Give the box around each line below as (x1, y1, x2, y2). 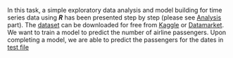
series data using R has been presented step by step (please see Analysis (7, 13, 222, 22)
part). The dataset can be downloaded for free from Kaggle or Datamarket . (7, 21, 224, 29)
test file (7, 43, 30, 51)
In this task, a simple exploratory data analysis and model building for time (7, 6, 222, 14)
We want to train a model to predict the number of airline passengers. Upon (7, 28, 227, 36)
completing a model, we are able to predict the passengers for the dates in (7, 36, 224, 44)
